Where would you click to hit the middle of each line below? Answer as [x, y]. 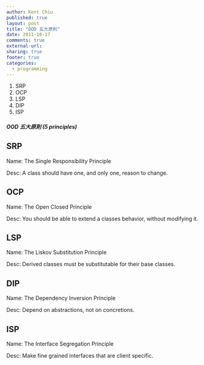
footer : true [23, 57]
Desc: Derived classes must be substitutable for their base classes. [91, 264]
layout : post [23, 23]
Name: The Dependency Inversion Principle [61, 298]
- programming [30, 69]
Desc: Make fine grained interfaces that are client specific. [80, 356]
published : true [27, 18]
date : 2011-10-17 [28, 35]
